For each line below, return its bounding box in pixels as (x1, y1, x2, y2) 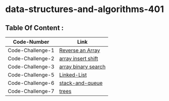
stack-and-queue (59, 79, 103, 86)
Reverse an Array (59, 47, 100, 54)
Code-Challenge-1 (8, 47, 54, 54)
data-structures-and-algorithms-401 (5, 4, 164, 15)
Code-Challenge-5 (8, 71, 54, 78)
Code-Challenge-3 (8, 63, 54, 70)
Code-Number (13, 39, 49, 45)
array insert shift (59, 55, 98, 62)
